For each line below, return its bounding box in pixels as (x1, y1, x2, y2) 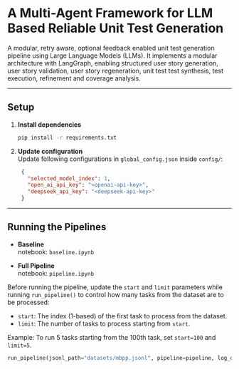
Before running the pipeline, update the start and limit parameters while (7, 283, 223, 291)
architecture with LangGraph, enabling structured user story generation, (7, 58, 218, 67)
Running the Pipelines (7, 221, 107, 233)
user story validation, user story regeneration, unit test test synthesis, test (7, 66, 224, 75)
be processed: (7, 298, 50, 306)
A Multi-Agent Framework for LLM (7, 5, 213, 21)
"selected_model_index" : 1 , (27, 175, 111, 182)
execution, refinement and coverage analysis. (7, 73, 141, 83)
